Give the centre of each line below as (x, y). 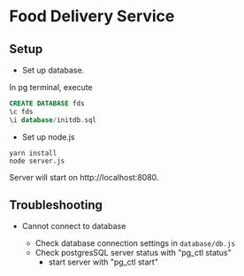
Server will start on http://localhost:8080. (84, 177)
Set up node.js (48, 137)
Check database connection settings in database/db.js (135, 243)
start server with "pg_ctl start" (103, 262)
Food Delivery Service (92, 16)
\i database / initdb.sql (53, 120)
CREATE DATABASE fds (47, 103)
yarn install (33, 153)
